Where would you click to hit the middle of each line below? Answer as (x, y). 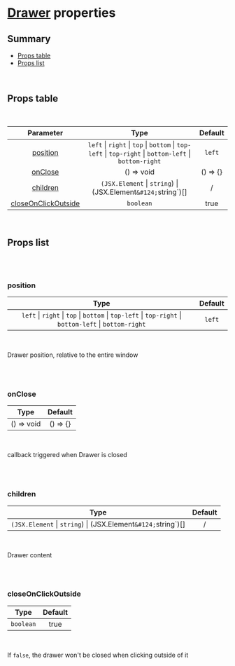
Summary (29, 39)
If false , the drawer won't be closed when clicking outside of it (98, 655)
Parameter (45, 132)
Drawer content (30, 555)
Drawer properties (62, 13)
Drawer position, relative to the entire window (73, 355)
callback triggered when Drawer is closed (67, 455)
